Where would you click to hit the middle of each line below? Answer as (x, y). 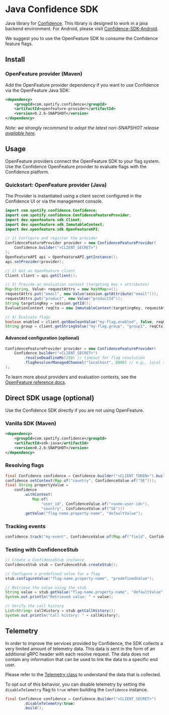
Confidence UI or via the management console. (54, 201)
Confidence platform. (27, 172)
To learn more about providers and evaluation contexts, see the (71, 377)
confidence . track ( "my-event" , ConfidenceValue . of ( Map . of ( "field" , (76, 537)
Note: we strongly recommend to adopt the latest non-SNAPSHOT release (82, 128)
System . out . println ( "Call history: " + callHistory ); (63, 615)
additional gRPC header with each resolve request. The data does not (77, 654)
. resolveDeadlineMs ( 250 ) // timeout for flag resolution (84, 358)
